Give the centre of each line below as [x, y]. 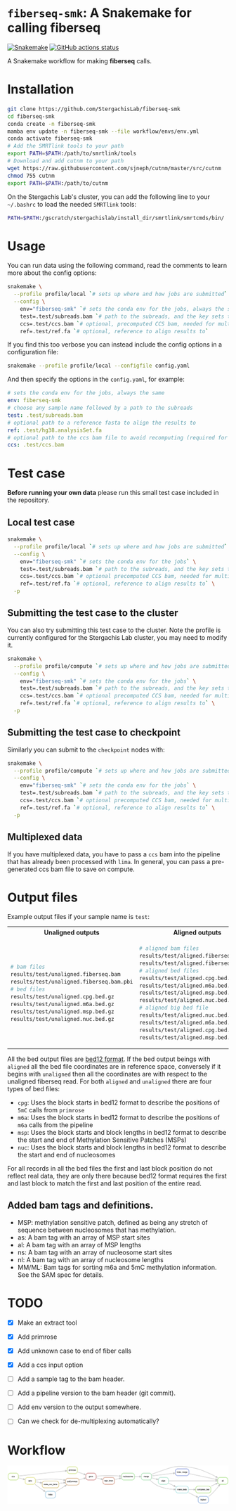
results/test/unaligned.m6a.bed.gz [62, 1004]
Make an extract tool [47, 1323]
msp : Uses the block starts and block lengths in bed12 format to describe [122, 1133]
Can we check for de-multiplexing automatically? [88, 1421]
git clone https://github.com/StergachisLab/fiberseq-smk [94, 109]
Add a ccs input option [50, 1365]
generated [22, 869]
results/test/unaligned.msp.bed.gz [62, 1011]
